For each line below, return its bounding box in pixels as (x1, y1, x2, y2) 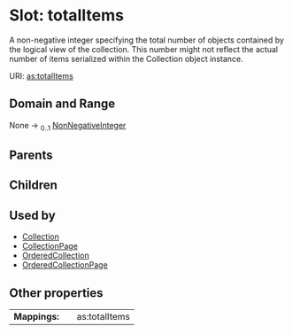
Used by (9, 207, 56, 222)
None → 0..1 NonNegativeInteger (9, 120, 127, 133)
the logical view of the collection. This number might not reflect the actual (9, 43, 279, 54)
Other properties (9, 285, 104, 300)
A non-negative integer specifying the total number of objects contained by (9, 35, 285, 45)
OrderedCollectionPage (21, 260, 108, 270)
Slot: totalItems (9, 5, 124, 26)
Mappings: (13, 310, 60, 322)
